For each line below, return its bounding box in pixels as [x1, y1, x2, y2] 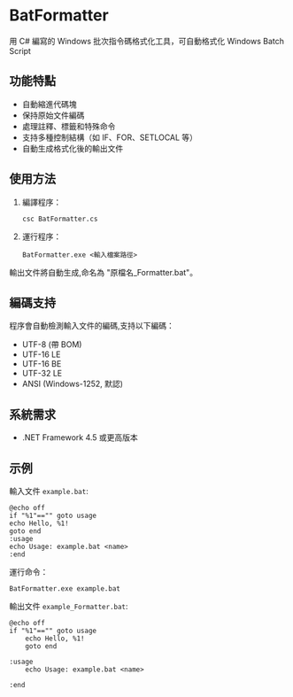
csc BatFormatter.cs [21, 214, 98, 223]
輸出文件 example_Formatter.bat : [9, 601, 128, 611]
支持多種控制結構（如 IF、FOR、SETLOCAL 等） [21, 132, 197, 143]
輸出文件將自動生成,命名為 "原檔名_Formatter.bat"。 [9, 267, 197, 277]
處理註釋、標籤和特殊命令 [21, 120, 116, 131]
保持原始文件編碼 [21, 110, 85, 120]
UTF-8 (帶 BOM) [21, 339, 82, 350]
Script [9, 45, 31, 56]
